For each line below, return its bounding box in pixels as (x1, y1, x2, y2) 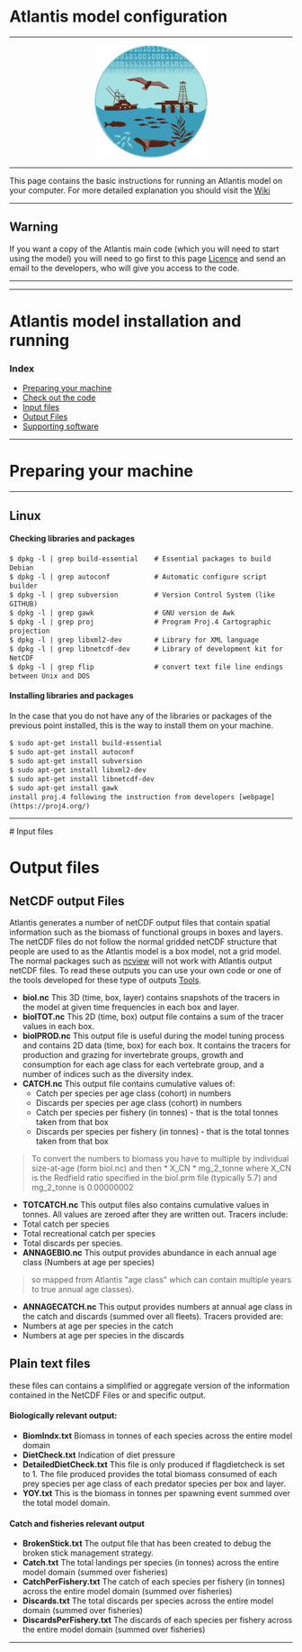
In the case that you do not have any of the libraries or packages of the (9, 710, 272, 721)
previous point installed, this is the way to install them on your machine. (9, 719, 274, 731)
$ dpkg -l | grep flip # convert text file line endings (9, 662, 283, 671)
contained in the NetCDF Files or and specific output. (9, 1390, 207, 1401)
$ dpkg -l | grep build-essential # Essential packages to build (9, 554, 271, 563)
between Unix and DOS (9, 671, 91, 680)
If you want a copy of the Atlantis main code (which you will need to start (9, 243, 280, 254)
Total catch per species (22, 1218, 110, 1229)
